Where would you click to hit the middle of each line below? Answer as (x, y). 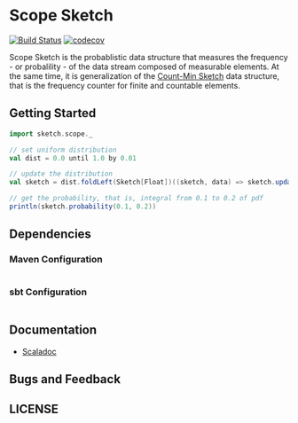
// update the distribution (61, 174)
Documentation (53, 330)
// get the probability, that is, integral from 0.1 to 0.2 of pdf (137, 199)
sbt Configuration (48, 292)
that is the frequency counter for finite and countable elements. (125, 85)
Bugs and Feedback (65, 379)
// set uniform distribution (63, 150)
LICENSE (34, 409)
